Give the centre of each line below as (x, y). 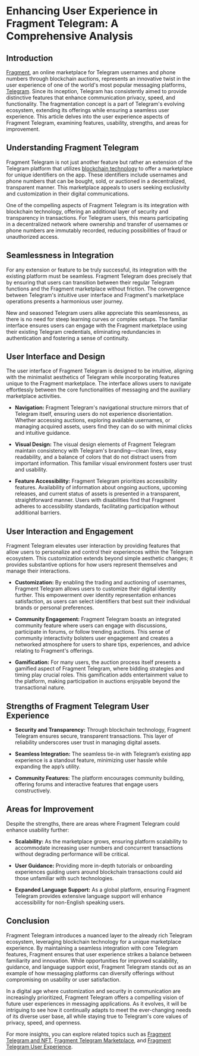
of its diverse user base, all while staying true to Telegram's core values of (97, 1016)
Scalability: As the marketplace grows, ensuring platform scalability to (101, 841)
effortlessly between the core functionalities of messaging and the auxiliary (98, 390)
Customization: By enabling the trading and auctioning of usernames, (101, 583)
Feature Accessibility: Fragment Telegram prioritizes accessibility (96, 481)
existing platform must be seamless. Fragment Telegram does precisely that (99, 276)
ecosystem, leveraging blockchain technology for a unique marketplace (94, 941)
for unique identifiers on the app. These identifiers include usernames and (97, 175)
